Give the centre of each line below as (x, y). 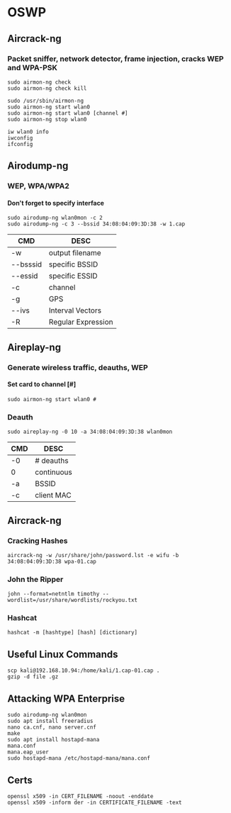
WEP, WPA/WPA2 (38, 186)
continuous (54, 472)
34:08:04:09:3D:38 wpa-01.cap (52, 561)
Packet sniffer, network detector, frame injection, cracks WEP (116, 59)
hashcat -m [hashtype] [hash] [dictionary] (73, 633)
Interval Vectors (75, 310)
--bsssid (27, 264)
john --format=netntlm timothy (53, 594)
